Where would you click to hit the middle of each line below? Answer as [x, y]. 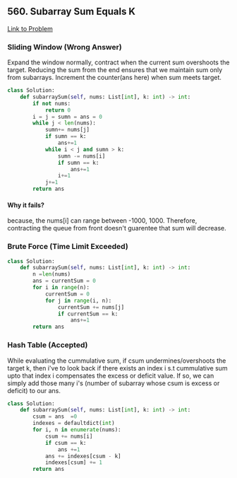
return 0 [58, 110]
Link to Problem [30, 28]
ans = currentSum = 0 [65, 281]
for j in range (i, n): [78, 301]
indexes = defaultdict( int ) [74, 424]
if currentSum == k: [88, 314]
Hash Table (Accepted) [48, 345]
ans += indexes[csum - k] [83, 456]
